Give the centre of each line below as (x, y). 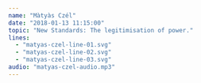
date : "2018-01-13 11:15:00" (56, 23)
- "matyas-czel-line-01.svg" (64, 45)
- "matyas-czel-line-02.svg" (64, 52)
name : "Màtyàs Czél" (43, 15)
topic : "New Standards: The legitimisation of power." (101, 30)
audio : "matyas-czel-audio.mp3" (62, 67)
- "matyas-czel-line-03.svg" (64, 60)
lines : (19, 38)
